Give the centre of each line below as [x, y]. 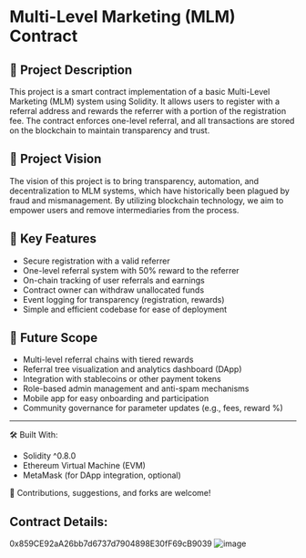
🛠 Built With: [34, 435]
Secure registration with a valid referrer [96, 261]
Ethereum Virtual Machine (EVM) [84, 466]
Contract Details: [59, 522]
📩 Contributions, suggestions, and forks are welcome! [110, 493]
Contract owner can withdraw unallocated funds [113, 290]
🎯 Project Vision [56, 159]
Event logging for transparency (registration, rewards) [123, 299]
